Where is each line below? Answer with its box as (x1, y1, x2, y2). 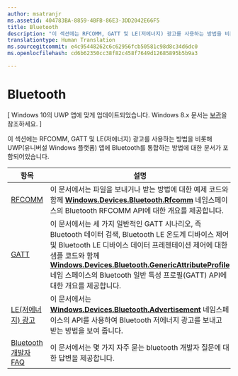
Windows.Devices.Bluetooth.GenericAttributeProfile (50, 259, 230, 269)
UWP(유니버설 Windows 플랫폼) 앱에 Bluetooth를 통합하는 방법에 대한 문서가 (7, 143, 222, 152)
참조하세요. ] (7, 119, 42, 128)
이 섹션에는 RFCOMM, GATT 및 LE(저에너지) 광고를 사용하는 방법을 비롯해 (7, 134, 212, 143)
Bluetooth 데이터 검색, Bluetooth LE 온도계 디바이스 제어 (50, 229, 229, 239)
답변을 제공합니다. (58, 353, 115, 363)
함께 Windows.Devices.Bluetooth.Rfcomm (50, 195, 193, 205)
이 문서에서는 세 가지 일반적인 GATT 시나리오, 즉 (50, 218, 202, 228)
